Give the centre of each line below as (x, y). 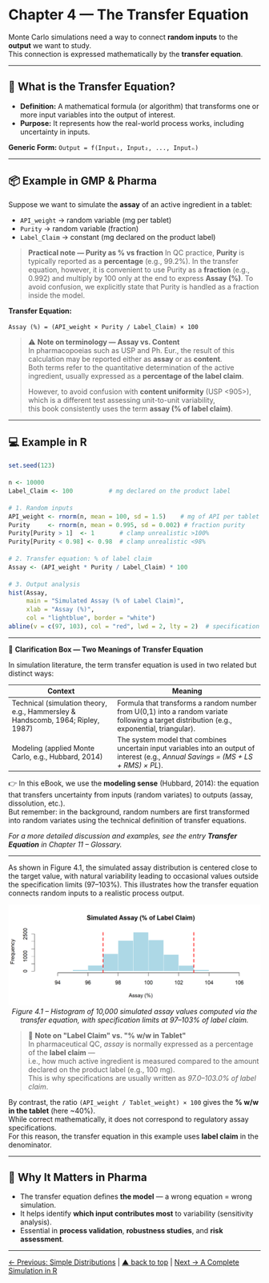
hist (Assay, (28, 593)
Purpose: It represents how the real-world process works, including (132, 123)
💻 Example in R (48, 442)
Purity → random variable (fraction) (79, 228)
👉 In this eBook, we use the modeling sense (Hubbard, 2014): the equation (134, 783)
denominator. (30, 1144)
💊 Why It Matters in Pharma (78, 1177)
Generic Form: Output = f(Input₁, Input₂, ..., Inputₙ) (103, 147)
